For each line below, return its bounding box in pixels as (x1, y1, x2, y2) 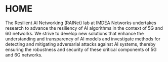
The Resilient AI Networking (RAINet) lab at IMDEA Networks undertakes (5, 20, 157, 26)
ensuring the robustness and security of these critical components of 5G (5, 46, 157, 52)
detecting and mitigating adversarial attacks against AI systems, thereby (5, 41, 156, 47)
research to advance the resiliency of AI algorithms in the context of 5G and (5, 25, 163, 31)
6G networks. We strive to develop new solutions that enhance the (5, 30, 144, 36)
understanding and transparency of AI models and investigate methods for (5, 36, 161, 42)
